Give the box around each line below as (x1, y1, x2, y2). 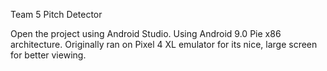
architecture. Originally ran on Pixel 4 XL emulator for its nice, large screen (10, 39, 318, 50)
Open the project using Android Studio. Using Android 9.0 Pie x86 (10, 28, 282, 39)
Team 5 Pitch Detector (10, 9, 103, 20)
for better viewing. (10, 49, 87, 61)
